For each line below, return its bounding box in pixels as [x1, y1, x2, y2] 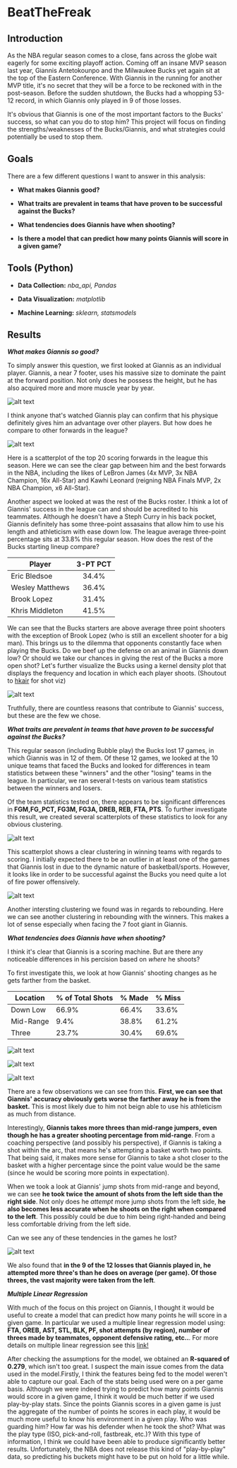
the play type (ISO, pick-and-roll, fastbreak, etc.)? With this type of [7, 1430, 201, 1438]
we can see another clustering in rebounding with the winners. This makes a [7, 913, 229, 921]
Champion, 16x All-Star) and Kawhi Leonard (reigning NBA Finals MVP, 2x [7, 476, 221, 485]
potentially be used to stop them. [7, 132, 104, 141]
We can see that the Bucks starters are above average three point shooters [7, 624, 226, 632]
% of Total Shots [56, 993, 114, 1003]
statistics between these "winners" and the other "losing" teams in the [7, 769, 212, 778]
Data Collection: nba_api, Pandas [17, 281, 117, 289]
